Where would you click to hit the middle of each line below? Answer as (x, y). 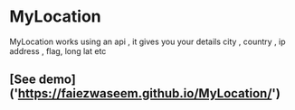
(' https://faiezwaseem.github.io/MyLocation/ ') (145, 93)
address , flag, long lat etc (58, 50)
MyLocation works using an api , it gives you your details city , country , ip (148, 41)
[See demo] (43, 80)
